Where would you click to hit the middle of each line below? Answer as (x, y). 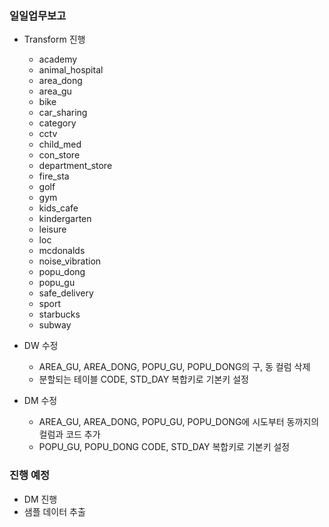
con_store (59, 155)
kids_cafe (58, 208)
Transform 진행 (54, 39)
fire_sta (54, 176)
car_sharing (63, 113)
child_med (60, 144)
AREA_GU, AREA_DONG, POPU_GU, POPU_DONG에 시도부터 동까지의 (179, 422)
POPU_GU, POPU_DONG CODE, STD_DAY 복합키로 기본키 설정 (164, 447)
